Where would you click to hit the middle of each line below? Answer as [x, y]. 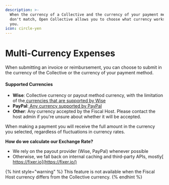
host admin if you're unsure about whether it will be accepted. [77, 117]
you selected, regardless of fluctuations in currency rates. [65, 132]
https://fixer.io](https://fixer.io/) [45, 162]
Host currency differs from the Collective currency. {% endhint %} [74, 177]
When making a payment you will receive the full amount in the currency [80, 127]
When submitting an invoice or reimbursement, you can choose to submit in [83, 67]
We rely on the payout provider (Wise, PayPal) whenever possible [80, 151]
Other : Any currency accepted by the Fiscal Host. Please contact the [84, 112]
